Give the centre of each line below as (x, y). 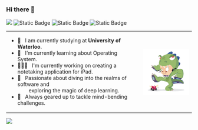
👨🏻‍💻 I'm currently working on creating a (67, 66)
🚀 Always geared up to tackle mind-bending (72, 97)
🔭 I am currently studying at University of (69, 41)
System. (27, 59)
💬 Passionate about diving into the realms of (72, 78)
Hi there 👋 (21, 9)
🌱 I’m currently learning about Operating (67, 53)
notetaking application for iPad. (55, 72)
